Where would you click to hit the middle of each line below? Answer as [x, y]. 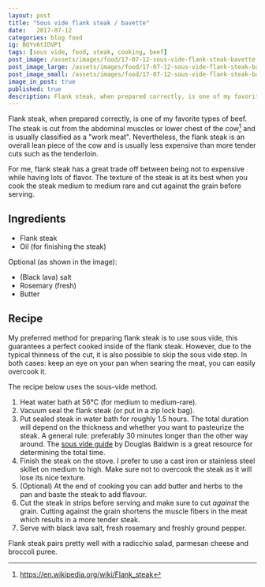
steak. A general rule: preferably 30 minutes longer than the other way [134, 435]
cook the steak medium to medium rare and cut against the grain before [125, 186]
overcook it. [28, 371]
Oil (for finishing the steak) [63, 246]
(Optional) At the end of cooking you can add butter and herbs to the [131, 486]
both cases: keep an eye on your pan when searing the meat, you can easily [132, 363]
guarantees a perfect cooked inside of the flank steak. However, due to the [130, 346]
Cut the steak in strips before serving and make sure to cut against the [134, 502]
